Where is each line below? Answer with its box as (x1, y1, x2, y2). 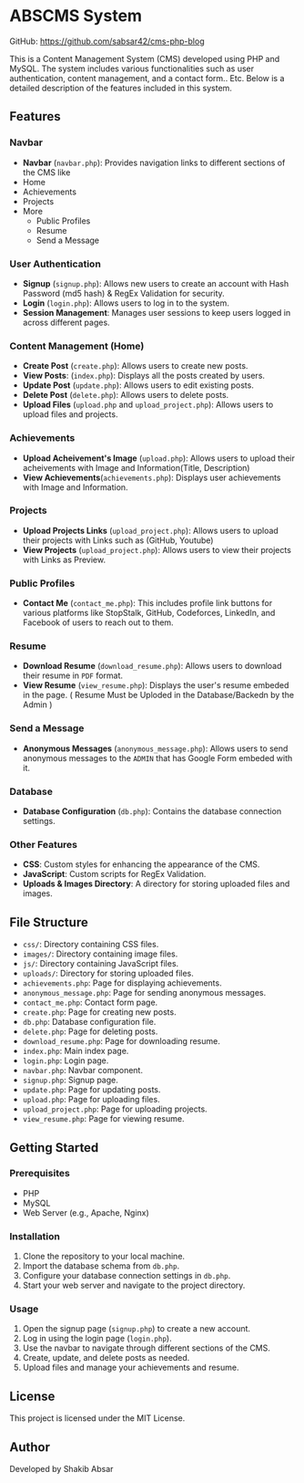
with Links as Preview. (22, 554, 106, 565)
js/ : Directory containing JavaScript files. (22, 958, 179, 969)
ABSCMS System (9, 5, 143, 26)
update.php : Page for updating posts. (22, 1084, 161, 1095)
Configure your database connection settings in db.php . (22, 1270, 231, 1281)
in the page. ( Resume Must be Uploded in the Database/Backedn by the (22, 690, 294, 701)
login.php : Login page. (22, 1055, 109, 1066)
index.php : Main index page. (22, 1046, 129, 1057)
